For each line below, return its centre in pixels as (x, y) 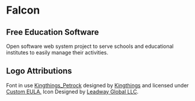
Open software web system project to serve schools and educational (90, 46)
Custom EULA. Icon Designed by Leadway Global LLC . (72, 92)
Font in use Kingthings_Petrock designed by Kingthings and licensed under (97, 85)
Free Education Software (53, 32)
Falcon (23, 10)
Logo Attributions (39, 71)
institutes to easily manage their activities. (57, 53)
